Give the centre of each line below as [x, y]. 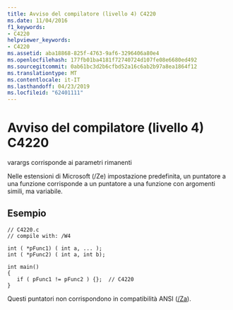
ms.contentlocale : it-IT [44, 80]
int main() [23, 267]
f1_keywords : [26, 27]
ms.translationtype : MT [42, 73]
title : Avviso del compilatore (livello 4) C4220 [82, 14]
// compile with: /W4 [39, 236]
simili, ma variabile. [35, 191]
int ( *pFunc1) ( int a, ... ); [55, 248]
